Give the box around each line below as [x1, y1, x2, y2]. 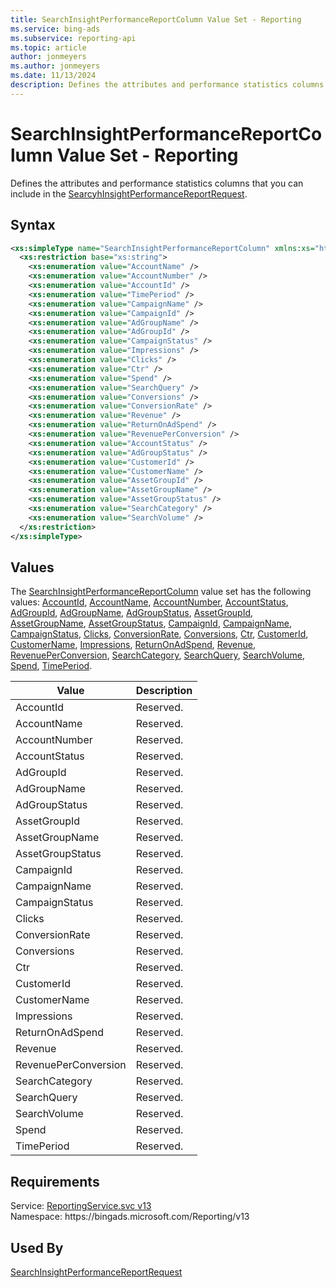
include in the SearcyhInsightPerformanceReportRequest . [10, 187, 248, 200]
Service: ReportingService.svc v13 [10, 1200, 152, 1212]
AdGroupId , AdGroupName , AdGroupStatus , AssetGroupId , [10, 607, 254, 619]
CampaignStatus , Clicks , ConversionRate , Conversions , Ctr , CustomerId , [10, 628, 309, 640]
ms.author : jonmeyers [10, 61, 101, 71]
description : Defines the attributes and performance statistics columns [10, 80, 325, 90]
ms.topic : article [10, 42, 87, 53]
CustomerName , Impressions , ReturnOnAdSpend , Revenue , [10, 639, 257, 651]
